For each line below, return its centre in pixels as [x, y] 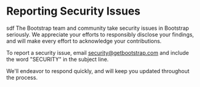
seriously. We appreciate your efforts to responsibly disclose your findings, [100, 34]
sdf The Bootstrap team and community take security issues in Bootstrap [98, 28]
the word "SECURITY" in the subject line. [57, 59]
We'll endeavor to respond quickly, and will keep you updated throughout [98, 71]
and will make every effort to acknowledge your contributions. [84, 41]
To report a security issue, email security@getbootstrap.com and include [98, 52]
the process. [22, 77]
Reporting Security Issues [74, 11]
